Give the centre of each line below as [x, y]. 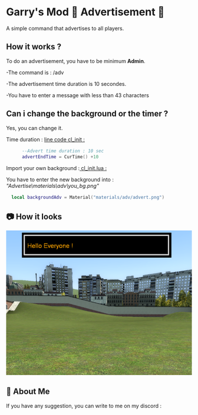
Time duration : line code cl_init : [46, 139]
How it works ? [34, 47]
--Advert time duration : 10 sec [63, 151]
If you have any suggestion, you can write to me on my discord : [84, 406]
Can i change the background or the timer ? [87, 114]
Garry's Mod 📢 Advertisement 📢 [85, 12]
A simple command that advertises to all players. [65, 28]
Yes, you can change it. [34, 128]
